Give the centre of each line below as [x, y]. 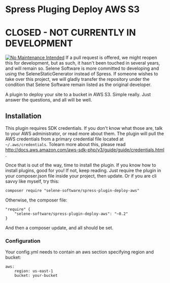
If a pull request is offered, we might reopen [111, 58]
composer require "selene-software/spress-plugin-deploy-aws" [72, 190]
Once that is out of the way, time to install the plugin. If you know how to [81, 165]
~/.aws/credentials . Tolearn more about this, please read [65, 144]
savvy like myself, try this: [32, 181]
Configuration [23, 241]
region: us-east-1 [34, 271]
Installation [23, 116]
